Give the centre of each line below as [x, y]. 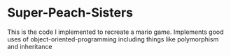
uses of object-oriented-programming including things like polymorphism [113, 39]
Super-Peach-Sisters [70, 13]
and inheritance [30, 46]
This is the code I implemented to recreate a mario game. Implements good [115, 32]
